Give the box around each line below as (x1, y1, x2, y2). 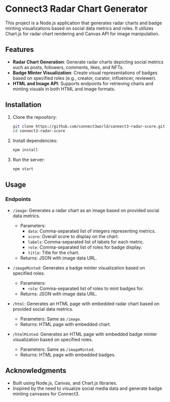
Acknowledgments (5, 366, 67, 375)
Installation (5, 100, 42, 109)
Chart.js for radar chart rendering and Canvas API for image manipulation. (5, 30, 160, 37)
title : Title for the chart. (27, 249, 80, 255)
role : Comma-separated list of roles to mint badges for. (27, 285, 144, 291)
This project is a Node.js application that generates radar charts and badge (5, 20, 162, 26)
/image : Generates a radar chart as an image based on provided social (12, 207, 159, 213)
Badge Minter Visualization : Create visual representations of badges (12, 70, 158, 76)
